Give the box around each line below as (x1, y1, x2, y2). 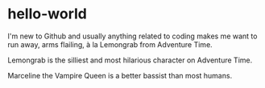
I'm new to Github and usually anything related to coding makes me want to (7, 31, 258, 41)
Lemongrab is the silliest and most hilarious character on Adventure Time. (7, 55, 253, 65)
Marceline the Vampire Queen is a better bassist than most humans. (7, 70, 233, 80)
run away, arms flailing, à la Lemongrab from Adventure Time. (7, 39, 213, 49)
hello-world (7, 5, 88, 23)
